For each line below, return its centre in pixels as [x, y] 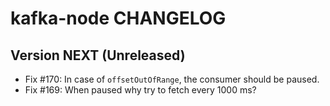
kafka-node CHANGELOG [118, 18]
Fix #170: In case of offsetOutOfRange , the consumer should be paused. [172, 79]
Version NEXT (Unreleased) [98, 55]
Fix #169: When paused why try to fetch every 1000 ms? [140, 90]
